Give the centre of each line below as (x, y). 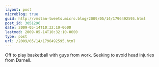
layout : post (18, 9)
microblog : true (22, 14)
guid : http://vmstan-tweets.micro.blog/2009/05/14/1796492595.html (76, 18)
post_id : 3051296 (23, 23)
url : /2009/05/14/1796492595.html (40, 41)
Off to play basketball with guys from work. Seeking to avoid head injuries (80, 55)
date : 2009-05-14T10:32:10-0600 (38, 28)
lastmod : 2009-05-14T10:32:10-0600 (41, 32)
